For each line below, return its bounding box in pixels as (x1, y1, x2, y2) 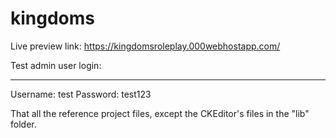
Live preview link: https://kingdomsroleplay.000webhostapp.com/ (10, 40, 281, 52)
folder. (10, 118, 37, 130)
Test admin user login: (10, 59, 102, 71)
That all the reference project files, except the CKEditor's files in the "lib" (10, 107, 310, 119)
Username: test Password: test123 (10, 88, 152, 100)
